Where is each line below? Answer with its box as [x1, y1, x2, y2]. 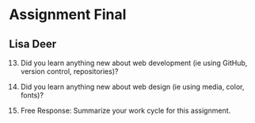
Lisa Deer [9, 37, 57, 51]
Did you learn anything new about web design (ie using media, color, [20, 82, 245, 91]
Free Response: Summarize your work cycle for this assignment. [20, 106, 231, 115]
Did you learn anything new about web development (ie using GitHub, [20, 58, 248, 67]
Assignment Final [9, 6, 127, 24]
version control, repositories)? [20, 67, 119, 76]
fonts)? [20, 90, 44, 100]
